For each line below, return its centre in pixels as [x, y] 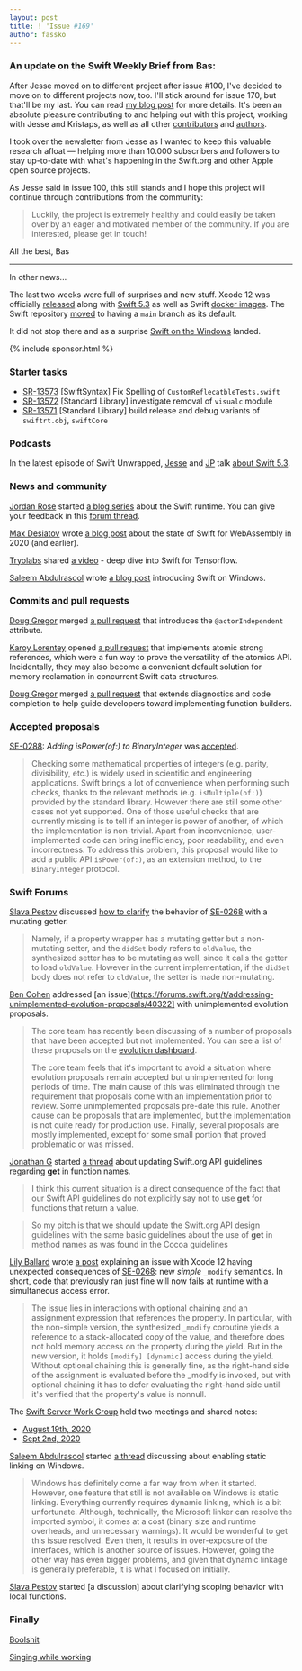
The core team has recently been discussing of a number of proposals [161, 1031]
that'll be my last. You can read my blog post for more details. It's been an [146, 104]
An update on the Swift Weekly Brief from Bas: [112, 66]
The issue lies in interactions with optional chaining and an [140, 1308]
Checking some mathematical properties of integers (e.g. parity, [150, 764]
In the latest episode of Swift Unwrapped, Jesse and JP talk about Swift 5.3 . [150, 463]
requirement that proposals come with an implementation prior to [151, 1096]
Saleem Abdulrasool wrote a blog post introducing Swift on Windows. [138, 577]
